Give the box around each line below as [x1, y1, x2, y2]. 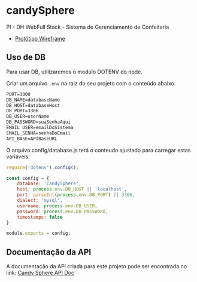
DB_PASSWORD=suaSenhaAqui [6, 119, 71, 125]
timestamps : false [17, 214, 63, 220]
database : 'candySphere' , [17, 180, 82, 187]
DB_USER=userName [6, 114, 50, 119]
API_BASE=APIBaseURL [6, 136, 58, 142]
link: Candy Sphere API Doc [6, 269, 75, 277]
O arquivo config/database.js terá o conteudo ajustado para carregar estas [6, 146, 191, 154]
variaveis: [6, 153, 30, 160]
